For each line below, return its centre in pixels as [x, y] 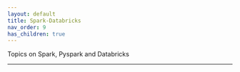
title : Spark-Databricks [44, 21]
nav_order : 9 [27, 27]
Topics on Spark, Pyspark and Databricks [69, 54]
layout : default [31, 14]
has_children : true [36, 34]
